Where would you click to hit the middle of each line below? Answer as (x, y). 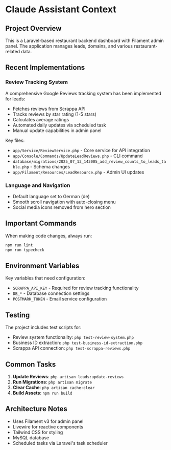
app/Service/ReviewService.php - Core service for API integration (81, 150)
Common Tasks (31, 364)
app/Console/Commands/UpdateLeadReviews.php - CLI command (78, 156)
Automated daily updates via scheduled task (59, 125)
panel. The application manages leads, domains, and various (69, 46)
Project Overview (33, 28)
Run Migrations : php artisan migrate (52, 382)
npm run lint (19, 245)
